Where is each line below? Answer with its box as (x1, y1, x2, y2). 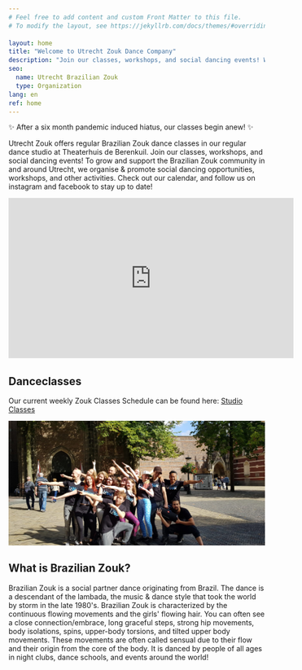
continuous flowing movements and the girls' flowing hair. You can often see (8, 609, 265, 619)
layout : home (8, 39, 53, 47)
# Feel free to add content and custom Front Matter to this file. (8, 13, 243, 21)
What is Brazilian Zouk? (8, 562, 131, 576)
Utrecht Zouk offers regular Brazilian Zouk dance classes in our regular (8, 138, 247, 148)
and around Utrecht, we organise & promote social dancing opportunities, (8, 164, 255, 174)
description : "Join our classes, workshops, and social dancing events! (8, 56, 260, 64)
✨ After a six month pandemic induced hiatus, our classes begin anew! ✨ (8, 122, 254, 132)
